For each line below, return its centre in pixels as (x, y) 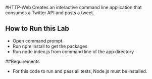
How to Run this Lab (37, 29)
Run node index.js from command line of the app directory (73, 51)
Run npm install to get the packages (50, 46)
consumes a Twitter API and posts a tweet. (50, 13)
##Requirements (22, 61)
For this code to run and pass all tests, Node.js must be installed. (80, 71)
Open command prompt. (38, 41)
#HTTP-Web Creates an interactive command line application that (73, 7)
